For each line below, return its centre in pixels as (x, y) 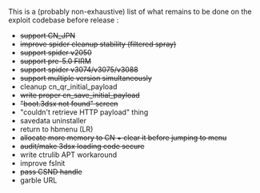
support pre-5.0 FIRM (56, 61)
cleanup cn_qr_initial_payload (68, 86)
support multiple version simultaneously (86, 78)
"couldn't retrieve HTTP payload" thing (84, 112)
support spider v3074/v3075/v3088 (79, 70)
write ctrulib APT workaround (68, 155)
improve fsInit (42, 163)
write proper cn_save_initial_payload (80, 95)
